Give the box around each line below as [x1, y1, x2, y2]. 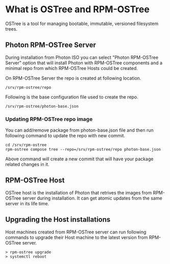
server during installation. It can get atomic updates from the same [22, 195, 162, 201]
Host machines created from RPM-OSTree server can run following [5, 229, 147, 235]
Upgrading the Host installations [5, 215, 111, 224]
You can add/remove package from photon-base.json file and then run [5, 127, 154, 133]
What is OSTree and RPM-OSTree [5, 4, 150, 15]
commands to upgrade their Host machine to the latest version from [5, 234, 148, 241]
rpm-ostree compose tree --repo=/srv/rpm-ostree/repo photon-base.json [5, 147, 161, 152]
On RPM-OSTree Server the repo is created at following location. [5, 75, 141, 81]
